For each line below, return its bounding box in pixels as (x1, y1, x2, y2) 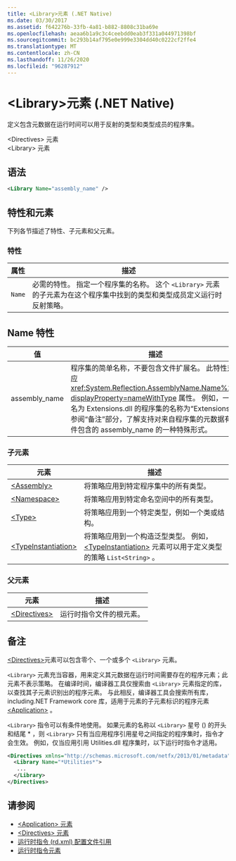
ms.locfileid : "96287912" (7, 63, 83, 70)
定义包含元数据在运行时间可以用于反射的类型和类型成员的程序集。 (7, 120, 198, 128)
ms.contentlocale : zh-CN (7, 50, 80, 57)
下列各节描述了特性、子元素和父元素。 (7, 227, 118, 235)
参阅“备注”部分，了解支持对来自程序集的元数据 (70, 414, 225, 424)
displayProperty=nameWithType (70, 393, 177, 403)
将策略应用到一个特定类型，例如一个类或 (84, 508, 218, 518)
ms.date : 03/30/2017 (7, 17, 68, 24)
